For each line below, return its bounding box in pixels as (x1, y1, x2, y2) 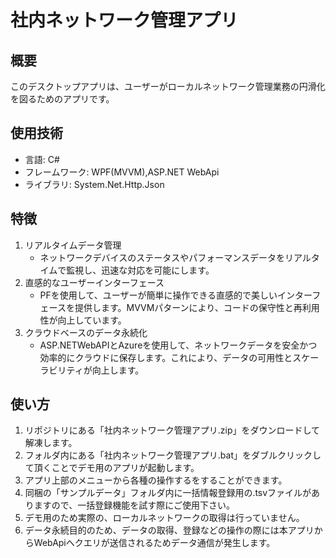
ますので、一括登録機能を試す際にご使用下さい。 (33, 499, 235, 511)
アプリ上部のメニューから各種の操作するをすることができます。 (24, 474, 288, 486)
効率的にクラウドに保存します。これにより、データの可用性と (39, 351, 293, 363)
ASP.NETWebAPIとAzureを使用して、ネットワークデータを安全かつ (39, 339, 318, 351)
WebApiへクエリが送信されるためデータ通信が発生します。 (33, 537, 276, 549)
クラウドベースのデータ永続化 (24, 326, 148, 338)
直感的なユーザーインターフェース (24, 276, 165, 288)
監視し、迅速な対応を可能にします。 (66, 264, 215, 276)
